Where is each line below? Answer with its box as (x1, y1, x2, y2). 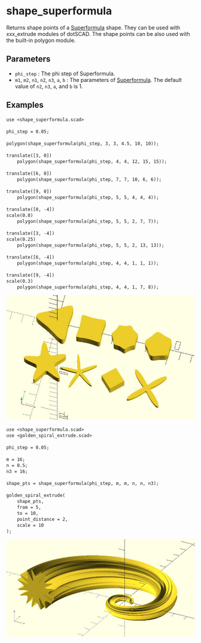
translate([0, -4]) (6, 206, 55, 212)
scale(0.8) (6, 212, 33, 218)
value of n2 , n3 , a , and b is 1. (14, 83, 83, 90)
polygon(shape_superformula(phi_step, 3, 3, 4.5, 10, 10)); (6, 141, 160, 147)
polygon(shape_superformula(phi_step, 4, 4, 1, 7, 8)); (17, 284, 160, 290)
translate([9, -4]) (6, 272, 55, 278)
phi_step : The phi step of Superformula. (14, 70, 115, 77)
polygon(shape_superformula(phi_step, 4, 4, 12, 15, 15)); (17, 159, 167, 164)
